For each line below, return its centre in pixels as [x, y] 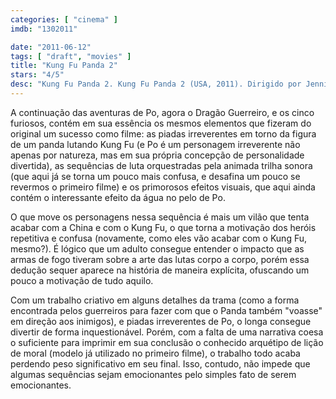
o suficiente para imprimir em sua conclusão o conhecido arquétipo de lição [167, 342]
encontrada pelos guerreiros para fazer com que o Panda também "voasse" [166, 310]
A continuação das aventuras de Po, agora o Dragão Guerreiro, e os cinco [162, 112]
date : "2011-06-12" [51, 47]
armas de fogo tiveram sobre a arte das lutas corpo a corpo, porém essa [160, 259]
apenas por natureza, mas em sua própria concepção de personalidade [157, 155]
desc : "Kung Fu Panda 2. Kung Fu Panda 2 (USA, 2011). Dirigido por [156, 84]
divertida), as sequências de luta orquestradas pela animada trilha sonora [161, 165]
